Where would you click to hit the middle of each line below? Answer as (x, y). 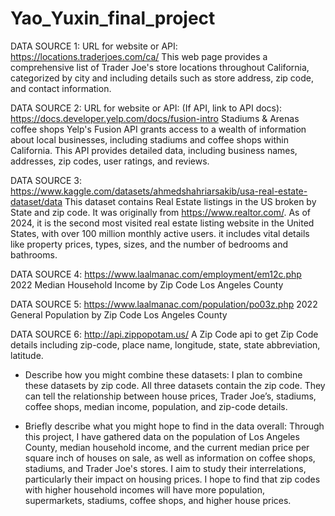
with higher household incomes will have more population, (144, 489)
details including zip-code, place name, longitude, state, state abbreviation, (165, 344)
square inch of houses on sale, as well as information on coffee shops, (170, 458)
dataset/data (36, 201)
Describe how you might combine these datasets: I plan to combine (163, 374)
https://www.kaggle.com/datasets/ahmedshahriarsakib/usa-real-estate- (159, 191)
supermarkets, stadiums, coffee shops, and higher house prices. (158, 500)
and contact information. (61, 88)
